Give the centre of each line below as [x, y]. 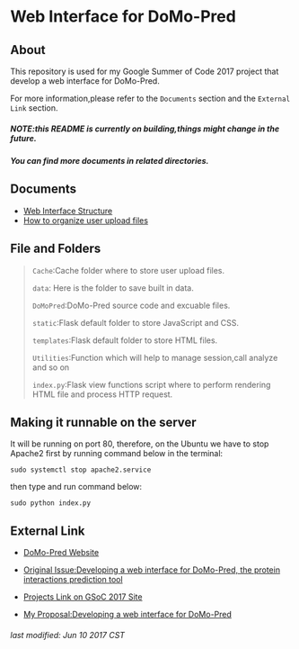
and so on [51, 367]
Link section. [34, 108]
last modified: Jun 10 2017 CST [67, 635]
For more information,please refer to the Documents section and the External [150, 98]
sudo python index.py [51, 503]
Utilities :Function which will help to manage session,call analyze [155, 357]
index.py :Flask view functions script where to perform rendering [151, 384]
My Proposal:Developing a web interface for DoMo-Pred [128, 615]
